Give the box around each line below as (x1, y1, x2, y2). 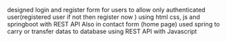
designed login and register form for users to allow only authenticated (7, 6, 206, 14)
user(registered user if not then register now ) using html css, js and (7, 13, 200, 21)
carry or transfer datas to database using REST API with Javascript (7, 27, 197, 35)
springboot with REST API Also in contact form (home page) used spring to (7, 20, 220, 28)
